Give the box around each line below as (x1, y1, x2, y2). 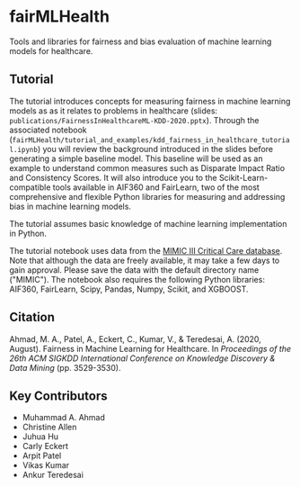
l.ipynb (9, 145, 39, 154)
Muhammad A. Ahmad (22, 412, 106, 423)
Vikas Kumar (22, 460, 70, 471)
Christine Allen (22, 421, 77, 433)
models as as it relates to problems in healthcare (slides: (9, 105, 218, 116)
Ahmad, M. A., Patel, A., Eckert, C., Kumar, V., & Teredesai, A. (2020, (9, 333, 262, 344)
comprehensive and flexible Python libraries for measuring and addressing (9, 191, 286, 202)
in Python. (9, 228, 48, 239)
